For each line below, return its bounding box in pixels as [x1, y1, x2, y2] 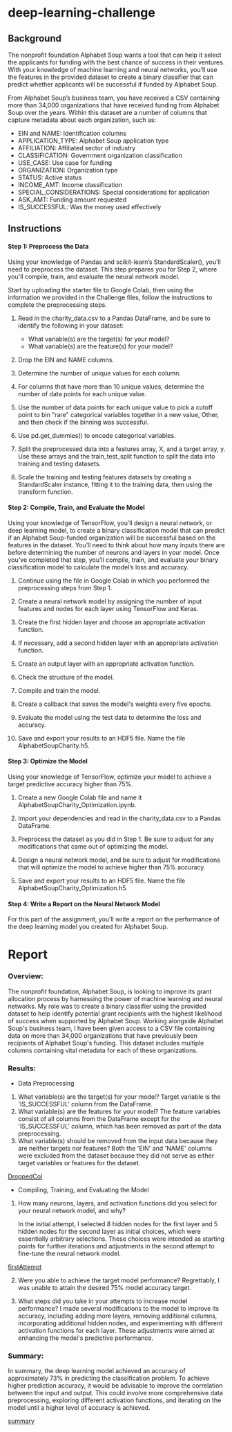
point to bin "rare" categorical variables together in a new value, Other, [17, 410, 220, 418]
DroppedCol [8, 1172, 43, 1181]
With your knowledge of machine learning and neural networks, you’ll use [8, 66, 217, 73]
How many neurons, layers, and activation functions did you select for [17, 1199, 217, 1207]
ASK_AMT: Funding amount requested [17, 195, 127, 204]
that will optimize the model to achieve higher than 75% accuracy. [17, 863, 206, 871]
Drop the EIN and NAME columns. [17, 355, 115, 364]
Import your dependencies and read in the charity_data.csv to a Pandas [17, 814, 222, 822]
